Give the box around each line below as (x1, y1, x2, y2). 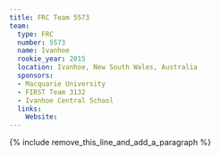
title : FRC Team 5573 (9, 12, 90, 22)
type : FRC (17, 29, 54, 38)
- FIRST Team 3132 (17, 87, 87, 96)
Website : (25, 112, 58, 121)
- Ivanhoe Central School (17, 95, 114, 105)
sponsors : (17, 71, 54, 80)
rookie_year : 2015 (17, 54, 87, 63)
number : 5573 (17, 37, 66, 47)
